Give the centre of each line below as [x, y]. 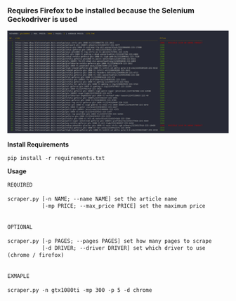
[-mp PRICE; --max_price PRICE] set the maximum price [124, 206]
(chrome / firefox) [36, 255]
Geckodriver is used [42, 19]
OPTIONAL [20, 227]
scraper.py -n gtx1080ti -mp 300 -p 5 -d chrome [80, 290]
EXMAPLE [19, 276]
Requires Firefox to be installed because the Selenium [101, 11]
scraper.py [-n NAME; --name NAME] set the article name [92, 199]
